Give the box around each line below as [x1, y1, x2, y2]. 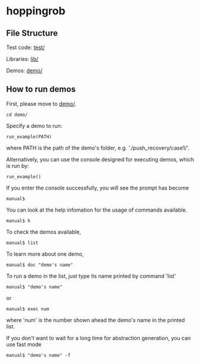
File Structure [6, 28, 58, 38]
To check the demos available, [6, 228, 82, 235]
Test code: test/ [6, 44, 45, 51]
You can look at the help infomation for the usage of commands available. [6, 206, 187, 213]
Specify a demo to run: [6, 122, 63, 129]
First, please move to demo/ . [6, 100, 76, 107]
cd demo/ [6, 112, 28, 118]
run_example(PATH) [6, 133, 52, 140]
